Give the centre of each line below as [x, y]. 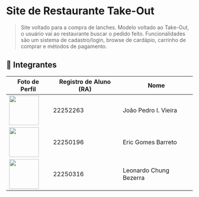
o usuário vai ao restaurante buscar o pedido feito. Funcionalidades [103, 33]
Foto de [28, 81]
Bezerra [134, 177]
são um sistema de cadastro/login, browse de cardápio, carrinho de [103, 40]
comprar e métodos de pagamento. [64, 46]
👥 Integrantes [32, 65]
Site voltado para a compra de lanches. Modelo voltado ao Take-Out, [105, 27]
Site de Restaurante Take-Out [81, 11]
